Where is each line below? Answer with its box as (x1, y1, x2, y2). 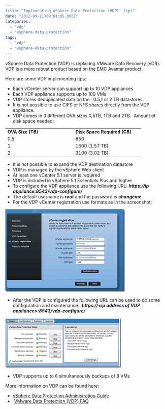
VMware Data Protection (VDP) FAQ (14, 398, 89, 404)
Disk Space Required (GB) (75, 129, 131, 135)
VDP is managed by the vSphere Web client (12, 166, 104, 172)
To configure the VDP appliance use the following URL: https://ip (12, 183, 149, 189)
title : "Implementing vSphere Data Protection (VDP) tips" (5, 8, 136, 13)
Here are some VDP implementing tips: (5, 75, 86, 81)
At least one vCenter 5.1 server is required (12, 172, 101, 178)
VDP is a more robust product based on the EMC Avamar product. (5, 66, 143, 72)
